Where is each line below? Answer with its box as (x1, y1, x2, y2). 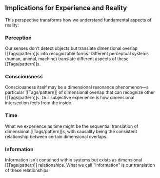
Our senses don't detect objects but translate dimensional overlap (5, 45, 138, 51)
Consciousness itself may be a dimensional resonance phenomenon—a (5, 84, 149, 90)
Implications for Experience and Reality (5, 4, 127, 12)
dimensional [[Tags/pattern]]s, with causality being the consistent (5, 128, 138, 134)
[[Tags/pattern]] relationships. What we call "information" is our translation (5, 162, 155, 168)
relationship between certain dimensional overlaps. (5, 133, 108, 139)
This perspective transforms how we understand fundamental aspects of (5, 17, 152, 22)
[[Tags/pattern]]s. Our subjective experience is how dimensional (5, 95, 135, 101)
